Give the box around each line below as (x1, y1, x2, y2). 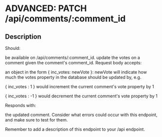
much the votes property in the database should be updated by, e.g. (5, 75, 142, 80)
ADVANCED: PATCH (5, 3, 87, 14)
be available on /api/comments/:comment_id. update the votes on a (5, 55, 140, 61)
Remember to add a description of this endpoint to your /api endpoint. (5, 126, 145, 132)
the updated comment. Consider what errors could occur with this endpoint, (5, 112, 158, 118)
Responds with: (5, 103, 36, 108)
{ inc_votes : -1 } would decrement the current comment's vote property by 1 (5, 93, 158, 99)
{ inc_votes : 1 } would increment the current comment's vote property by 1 (5, 84, 154, 90)
